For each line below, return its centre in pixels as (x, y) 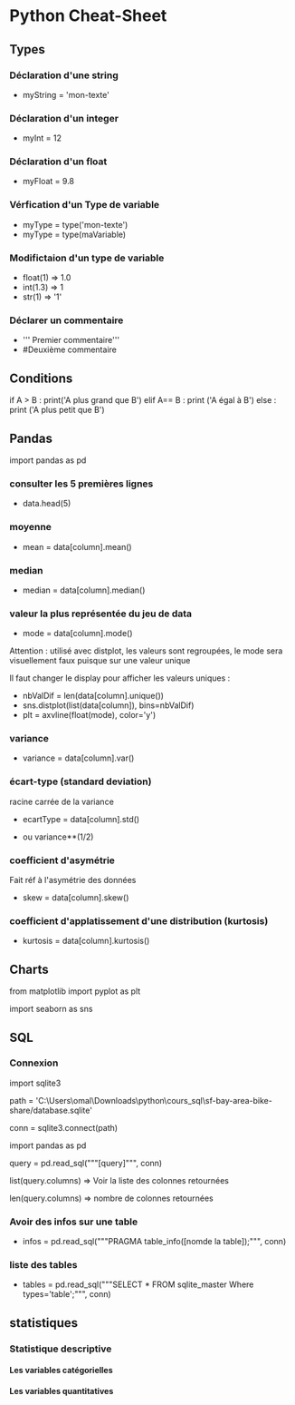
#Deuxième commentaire (70, 349)
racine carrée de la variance (62, 801)
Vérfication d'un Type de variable (85, 205)
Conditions (41, 378)
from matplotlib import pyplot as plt (75, 991)
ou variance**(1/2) (58, 837)
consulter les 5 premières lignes (81, 484)
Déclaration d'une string (64, 75)
